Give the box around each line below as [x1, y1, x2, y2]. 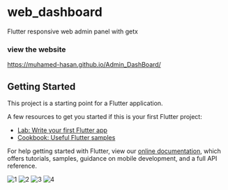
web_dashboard [7, 4, 102, 20]
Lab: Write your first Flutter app [17, 126, 108, 134]
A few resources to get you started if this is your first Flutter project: [7, 113, 202, 121]
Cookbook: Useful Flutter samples [17, 134, 116, 142]
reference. [7, 161, 37, 171]
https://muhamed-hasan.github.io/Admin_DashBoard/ [7, 61, 162, 69]
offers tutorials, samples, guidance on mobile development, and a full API [7, 155, 218, 163]
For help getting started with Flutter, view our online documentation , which [7, 147, 222, 155]
